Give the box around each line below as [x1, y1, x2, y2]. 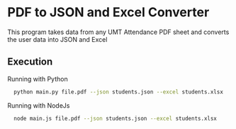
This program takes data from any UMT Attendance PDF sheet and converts [7, 28, 230, 36]
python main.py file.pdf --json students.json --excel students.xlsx [13, 88, 223, 96]
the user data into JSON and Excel [7, 35, 108, 43]
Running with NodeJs [7, 101, 70, 110]
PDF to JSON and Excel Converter [7, 4, 210, 21]
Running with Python [7, 74, 69, 83]
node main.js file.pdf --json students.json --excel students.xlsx [13, 115, 218, 122]
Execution [7, 56, 53, 68]
